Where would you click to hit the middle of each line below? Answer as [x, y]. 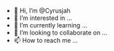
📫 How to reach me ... [46, 40]
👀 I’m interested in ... [43, 18]
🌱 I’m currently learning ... [50, 25]
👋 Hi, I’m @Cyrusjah [42, 11]
